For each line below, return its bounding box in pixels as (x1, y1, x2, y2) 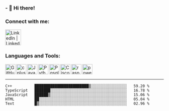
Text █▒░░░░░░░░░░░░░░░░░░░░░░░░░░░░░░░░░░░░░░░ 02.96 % (5, 101, 150, 106)
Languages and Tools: (5, 52, 60, 59)
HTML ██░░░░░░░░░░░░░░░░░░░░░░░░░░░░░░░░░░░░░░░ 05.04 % (5, 96, 150, 101)
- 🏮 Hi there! (5, 4, 35, 11)
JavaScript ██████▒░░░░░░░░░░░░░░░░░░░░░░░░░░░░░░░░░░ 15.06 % (5, 92, 150, 97)
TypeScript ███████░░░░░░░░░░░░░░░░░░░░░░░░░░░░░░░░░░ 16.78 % (5, 87, 150, 93)
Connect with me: (5, 17, 50, 24)
